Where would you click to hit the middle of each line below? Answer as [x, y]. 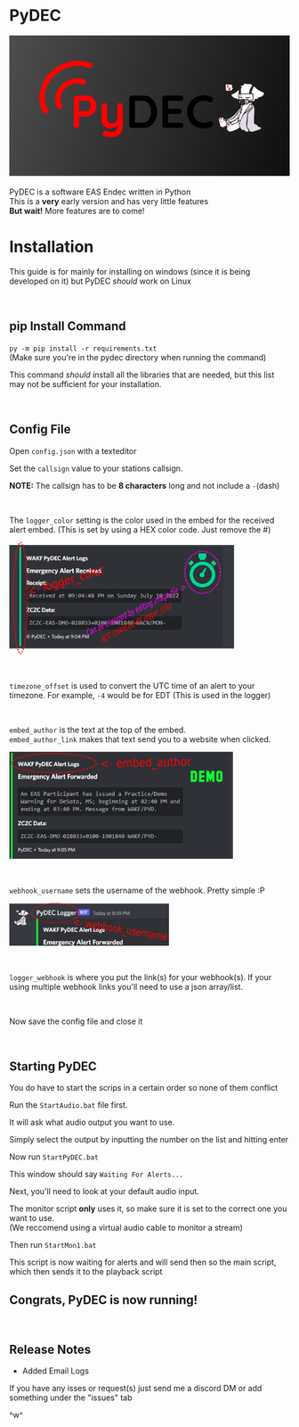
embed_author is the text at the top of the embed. [98, 730]
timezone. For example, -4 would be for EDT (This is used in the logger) [140, 695]
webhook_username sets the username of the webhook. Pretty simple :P [137, 890]
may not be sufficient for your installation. [85, 384]
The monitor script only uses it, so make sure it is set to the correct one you [148, 1208]
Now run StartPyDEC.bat [54, 1157]
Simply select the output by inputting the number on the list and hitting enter [149, 1140]
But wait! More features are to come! [77, 210]
